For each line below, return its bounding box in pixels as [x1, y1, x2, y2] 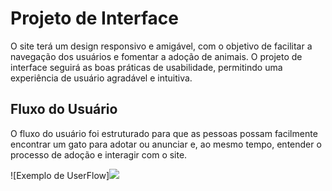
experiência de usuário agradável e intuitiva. [10, 72, 193, 84]
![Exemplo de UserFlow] [10, 169, 110, 181]
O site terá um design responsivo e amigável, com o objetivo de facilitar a [10, 40, 313, 52]
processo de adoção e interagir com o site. [10, 148, 188, 161]
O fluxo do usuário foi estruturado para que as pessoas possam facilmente [10, 127, 318, 139]
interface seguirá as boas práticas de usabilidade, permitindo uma [10, 61, 283, 73]
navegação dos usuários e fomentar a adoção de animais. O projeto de [10, 50, 303, 62]
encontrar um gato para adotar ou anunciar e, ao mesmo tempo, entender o [10, 138, 322, 150]
